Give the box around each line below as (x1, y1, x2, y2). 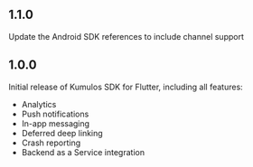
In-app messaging (21, 117, 90, 129)
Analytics (21, 98, 57, 109)
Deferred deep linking (21, 127, 103, 138)
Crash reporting (21, 137, 81, 148)
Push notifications (21, 108, 89, 119)
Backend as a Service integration (21, 146, 145, 157)
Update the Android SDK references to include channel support (8, 31, 245, 42)
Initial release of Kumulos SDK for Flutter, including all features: (8, 81, 243, 92)
